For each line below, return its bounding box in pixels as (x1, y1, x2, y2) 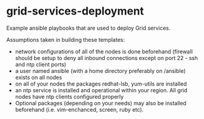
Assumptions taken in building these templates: (6, 36, 125, 43)
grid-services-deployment (6, 4, 144, 18)
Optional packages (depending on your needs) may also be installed (15, 99, 187, 107)
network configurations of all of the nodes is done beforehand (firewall (15, 47, 193, 55)
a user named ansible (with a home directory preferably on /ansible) (15, 67, 186, 74)
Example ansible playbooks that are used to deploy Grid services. (6, 24, 171, 32)
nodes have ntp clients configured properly (15, 93, 124, 100)
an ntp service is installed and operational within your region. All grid (15, 86, 188, 93)
